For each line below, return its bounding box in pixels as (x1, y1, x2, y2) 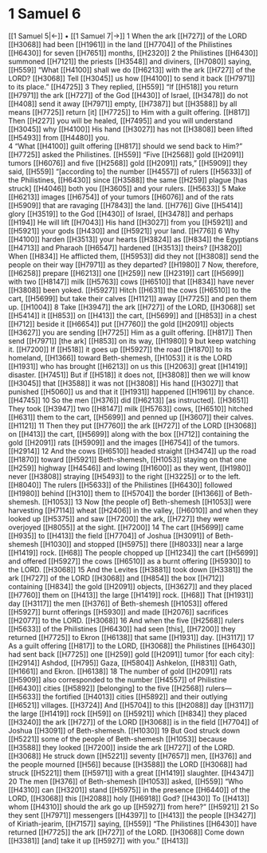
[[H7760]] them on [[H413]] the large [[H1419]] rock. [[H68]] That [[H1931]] (8, 590, 253, 599)
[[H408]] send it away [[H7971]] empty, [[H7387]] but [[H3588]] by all (8, 99, 238, 108)
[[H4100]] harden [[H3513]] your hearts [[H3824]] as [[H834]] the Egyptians (8, 234, 259, 244)
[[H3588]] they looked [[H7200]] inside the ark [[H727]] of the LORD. (8, 742, 235, 752)
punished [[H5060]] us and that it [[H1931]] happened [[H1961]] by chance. (8, 387, 255, 396)
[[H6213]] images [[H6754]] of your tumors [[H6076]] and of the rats (8, 192, 234, 202)
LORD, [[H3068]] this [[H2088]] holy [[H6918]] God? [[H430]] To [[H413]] (8, 793, 249, 803)
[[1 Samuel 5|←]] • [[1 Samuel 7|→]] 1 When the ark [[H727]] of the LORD (8, 31, 247, 41)
